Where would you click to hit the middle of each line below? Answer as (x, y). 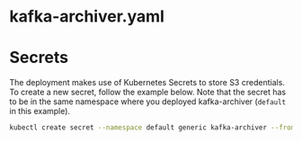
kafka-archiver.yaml (87, 17)
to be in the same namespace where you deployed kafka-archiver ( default (148, 101)
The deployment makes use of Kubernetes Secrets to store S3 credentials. (147, 83)
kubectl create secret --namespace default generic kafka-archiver (138, 128)
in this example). (40, 111)
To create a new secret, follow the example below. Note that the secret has (147, 93)
